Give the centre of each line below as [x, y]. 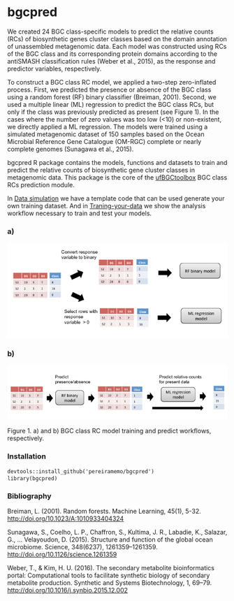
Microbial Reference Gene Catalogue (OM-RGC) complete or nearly [104, 141]
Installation [27, 456]
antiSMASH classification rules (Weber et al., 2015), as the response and [111, 61]
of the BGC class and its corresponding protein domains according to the [112, 54]
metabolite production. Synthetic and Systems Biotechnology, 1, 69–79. [110, 583]
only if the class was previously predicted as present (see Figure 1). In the [113, 112]
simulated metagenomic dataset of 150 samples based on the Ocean [106, 134]
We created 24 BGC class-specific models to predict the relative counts [111, 31]
